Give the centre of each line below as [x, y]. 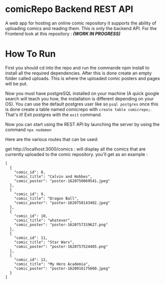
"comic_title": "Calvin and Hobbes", [53, 176]
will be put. [16, 83]
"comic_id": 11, [31, 238]
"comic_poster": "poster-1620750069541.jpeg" [62, 181]
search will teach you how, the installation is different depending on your [80, 98]
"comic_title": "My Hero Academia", [52, 264]
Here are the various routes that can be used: [52, 139]
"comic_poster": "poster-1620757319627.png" [61, 224]
